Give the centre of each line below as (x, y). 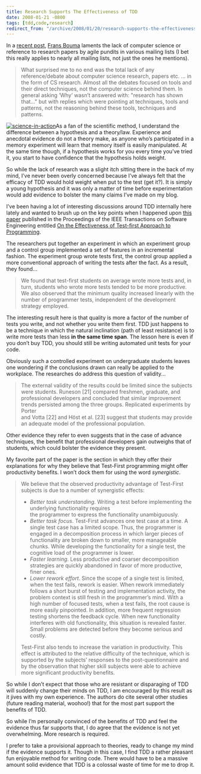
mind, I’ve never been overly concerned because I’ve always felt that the (96, 176)
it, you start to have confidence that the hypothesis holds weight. (86, 158)
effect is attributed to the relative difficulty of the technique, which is (105, 654)
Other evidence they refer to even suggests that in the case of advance (94, 436)
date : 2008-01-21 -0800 (36, 17)
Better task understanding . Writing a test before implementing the (111, 502)
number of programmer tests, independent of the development (98, 300)
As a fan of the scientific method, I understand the (118, 126)
